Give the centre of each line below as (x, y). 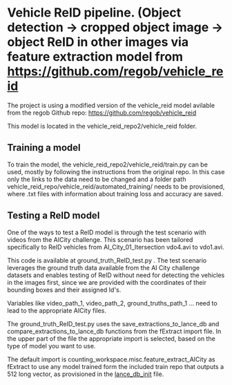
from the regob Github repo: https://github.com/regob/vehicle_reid (102, 113)
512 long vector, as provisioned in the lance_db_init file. (86, 374)
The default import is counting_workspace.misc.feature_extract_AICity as (111, 359)
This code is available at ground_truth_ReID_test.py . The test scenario (107, 260)
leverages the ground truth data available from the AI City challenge (104, 267)
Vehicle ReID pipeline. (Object (94, 13)
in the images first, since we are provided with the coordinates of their (107, 282)
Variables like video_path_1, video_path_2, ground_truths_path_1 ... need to (112, 303)
